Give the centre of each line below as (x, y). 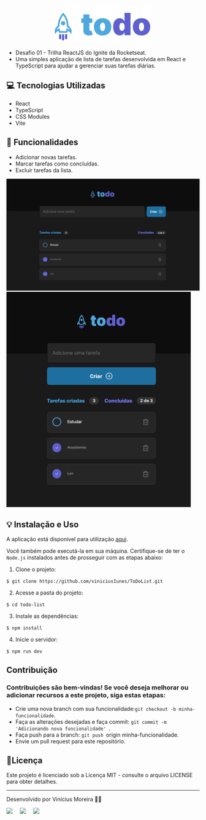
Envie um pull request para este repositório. (70, 741)
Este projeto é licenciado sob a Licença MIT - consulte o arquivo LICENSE (100, 775)
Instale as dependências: (47, 616)
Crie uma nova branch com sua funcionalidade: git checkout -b (96, 708)
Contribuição (32, 670)
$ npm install (25, 628)
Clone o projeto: (36, 569)
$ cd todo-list (26, 605)
